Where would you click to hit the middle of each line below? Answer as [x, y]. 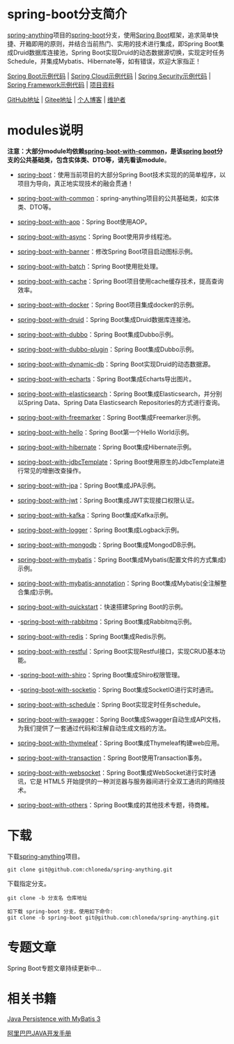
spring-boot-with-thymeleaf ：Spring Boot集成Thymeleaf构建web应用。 [120, 743]
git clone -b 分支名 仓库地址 [47, 898]
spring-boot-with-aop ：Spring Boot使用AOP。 [84, 221]
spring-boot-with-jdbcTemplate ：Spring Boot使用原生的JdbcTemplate [118, 462]
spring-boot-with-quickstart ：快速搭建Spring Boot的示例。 [102, 606]
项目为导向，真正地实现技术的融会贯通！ [75, 183]
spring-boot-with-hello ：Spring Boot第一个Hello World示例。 [105, 432]
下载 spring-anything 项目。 [46, 856]
